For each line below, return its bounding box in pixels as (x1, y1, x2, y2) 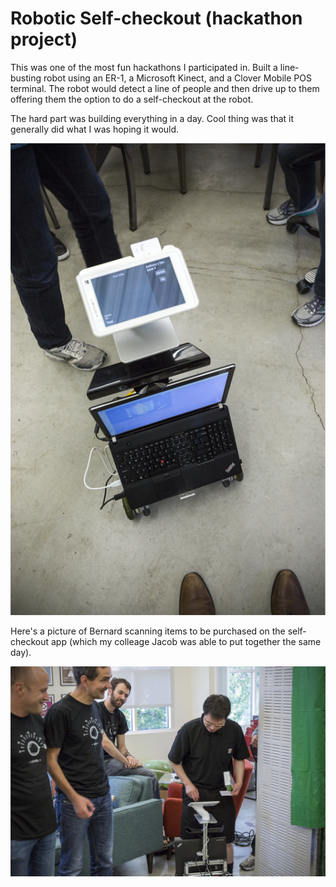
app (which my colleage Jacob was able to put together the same (50, 635, 322, 647)
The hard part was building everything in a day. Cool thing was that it (10, 112, 295, 124)
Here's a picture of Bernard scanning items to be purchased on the (10, 625, 286, 637)
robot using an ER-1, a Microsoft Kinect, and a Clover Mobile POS (43, 72, 312, 84)
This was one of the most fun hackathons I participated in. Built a (10, 61, 278, 73)
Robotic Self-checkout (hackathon (10, 7, 303, 30)
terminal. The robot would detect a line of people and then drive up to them (10, 82, 320, 94)
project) (10, 28, 78, 51)
